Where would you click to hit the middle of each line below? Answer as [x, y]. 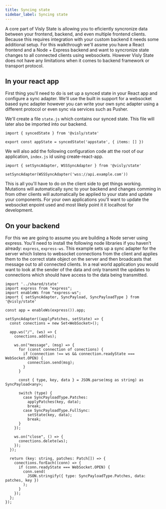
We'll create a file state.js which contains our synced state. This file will [80, 119]
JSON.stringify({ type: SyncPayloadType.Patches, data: [86, 476]
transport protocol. [24, 66]
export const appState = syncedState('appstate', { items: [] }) [74, 142]
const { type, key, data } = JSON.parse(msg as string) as [81, 380]
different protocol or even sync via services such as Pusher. [67, 109]
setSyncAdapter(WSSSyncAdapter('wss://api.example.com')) [67, 174]
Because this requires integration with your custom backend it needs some [82, 39]
